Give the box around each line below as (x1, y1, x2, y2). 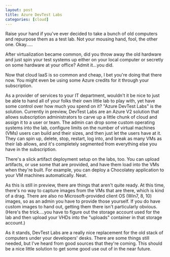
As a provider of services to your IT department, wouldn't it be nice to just (5, 92, 160, 99)
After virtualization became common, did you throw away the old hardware (5, 51, 161, 57)
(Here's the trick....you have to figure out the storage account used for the (5, 209, 160, 215)
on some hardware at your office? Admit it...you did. (5, 62, 114, 68)
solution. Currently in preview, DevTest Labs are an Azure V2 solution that (5, 108, 159, 115)
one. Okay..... (5, 42, 33, 48)
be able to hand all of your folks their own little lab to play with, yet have (5, 98, 155, 104)
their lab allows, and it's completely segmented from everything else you (5, 141, 157, 147)
